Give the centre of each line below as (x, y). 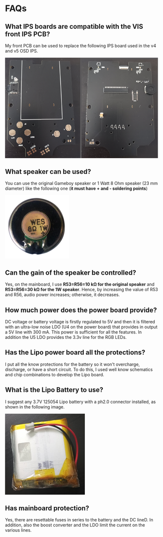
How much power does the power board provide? (81, 310)
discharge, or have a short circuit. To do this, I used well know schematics (79, 369)
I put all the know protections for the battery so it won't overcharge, (73, 364)
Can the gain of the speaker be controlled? (71, 272)
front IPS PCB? (28, 34)
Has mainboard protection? (47, 509)
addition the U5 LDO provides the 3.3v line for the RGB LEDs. (66, 337)
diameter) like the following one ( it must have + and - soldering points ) (76, 188)
